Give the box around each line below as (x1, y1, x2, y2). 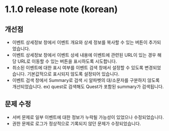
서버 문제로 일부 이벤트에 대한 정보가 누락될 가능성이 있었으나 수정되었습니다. (12, 114, 164, 120)
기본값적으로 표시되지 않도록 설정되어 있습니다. (27, 71, 120, 77)
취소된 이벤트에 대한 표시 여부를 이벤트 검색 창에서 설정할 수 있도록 (12, 65, 144, 70)
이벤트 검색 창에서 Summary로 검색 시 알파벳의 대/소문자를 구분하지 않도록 (12, 77, 160, 83)
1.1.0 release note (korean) (5, 4, 118, 15)
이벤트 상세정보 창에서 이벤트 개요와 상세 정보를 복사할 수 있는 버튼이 (12, 39, 148, 45)
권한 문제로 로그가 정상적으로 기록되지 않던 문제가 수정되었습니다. (12, 120, 141, 126)
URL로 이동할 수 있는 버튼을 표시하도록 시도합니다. (17, 58, 117, 64)
